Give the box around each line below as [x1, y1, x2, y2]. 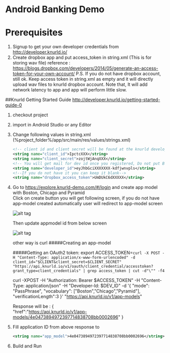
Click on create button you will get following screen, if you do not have [12, 195, 160, 201]
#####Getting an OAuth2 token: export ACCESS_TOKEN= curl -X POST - [12, 250, 165, 256]
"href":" [12, 309, 29, 315]
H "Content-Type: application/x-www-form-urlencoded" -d [12, 255, 136, 260]
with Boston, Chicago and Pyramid [12, 189, 85, 196]
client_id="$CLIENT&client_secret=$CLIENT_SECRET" [12, 260, 122, 265]
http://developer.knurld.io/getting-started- [72, 97, 160, 103]
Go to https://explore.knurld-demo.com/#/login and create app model [12, 184, 158, 190]
